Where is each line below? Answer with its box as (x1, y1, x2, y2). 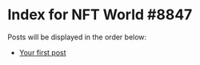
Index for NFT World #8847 (7, 6, 193, 24)
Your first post (18, 47, 66, 57)
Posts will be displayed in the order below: (7, 32, 147, 42)
